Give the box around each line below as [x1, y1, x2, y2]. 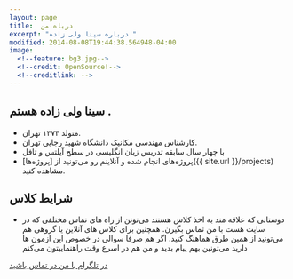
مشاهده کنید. [21, 165, 66, 176]
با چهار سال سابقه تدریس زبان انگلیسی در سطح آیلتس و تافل [21, 146, 225, 156]
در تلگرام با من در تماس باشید [9, 259, 108, 271]
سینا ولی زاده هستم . [9, 104, 112, 119]
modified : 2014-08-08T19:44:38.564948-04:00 [9, 37, 177, 47]
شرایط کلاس [9, 190, 73, 205]
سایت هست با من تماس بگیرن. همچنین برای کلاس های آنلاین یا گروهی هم [21, 224, 265, 235]
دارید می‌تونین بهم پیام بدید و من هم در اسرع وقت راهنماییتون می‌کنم [21, 243, 248, 253]
